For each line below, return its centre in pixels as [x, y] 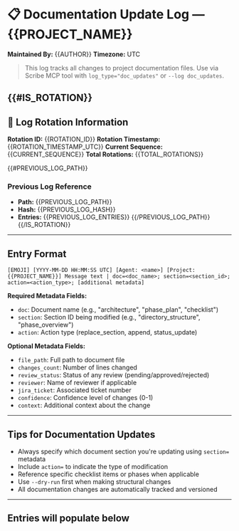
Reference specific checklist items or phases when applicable [108, 474]
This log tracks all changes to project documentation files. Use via [122, 68]
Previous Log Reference [50, 186]
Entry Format [37, 254]
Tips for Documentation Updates [81, 435]
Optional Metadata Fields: [46, 346]
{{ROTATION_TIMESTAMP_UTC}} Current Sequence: [85, 147]
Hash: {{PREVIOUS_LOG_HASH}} [67, 210]
